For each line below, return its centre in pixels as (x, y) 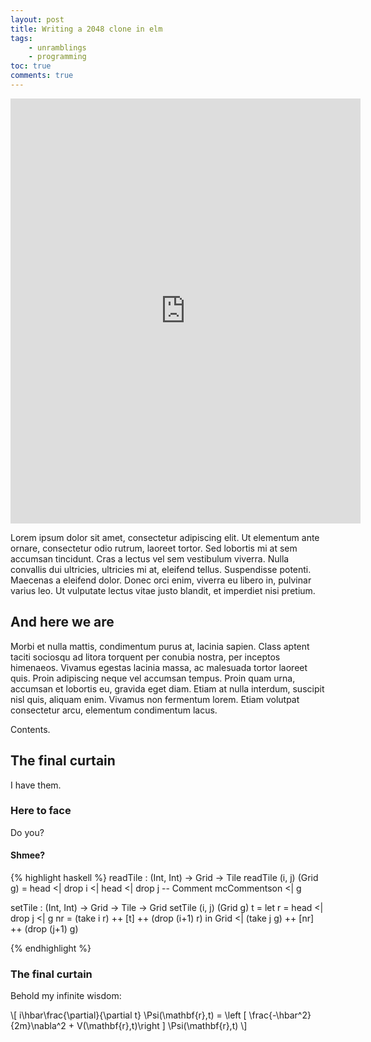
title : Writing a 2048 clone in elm (86, 29)
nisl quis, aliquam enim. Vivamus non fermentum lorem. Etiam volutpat (155, 699)
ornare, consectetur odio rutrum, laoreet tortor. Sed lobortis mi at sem (154, 548)
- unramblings (57, 47)
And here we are (62, 622)
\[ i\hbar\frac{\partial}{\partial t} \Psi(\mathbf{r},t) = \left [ (128, 1015)
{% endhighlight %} (51, 948)
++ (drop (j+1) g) (44, 929)
